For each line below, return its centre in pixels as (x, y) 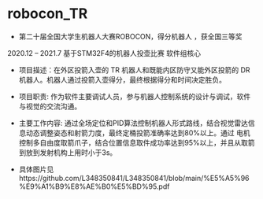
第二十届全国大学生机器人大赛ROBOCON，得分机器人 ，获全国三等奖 (130, 36)
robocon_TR (48, 14)
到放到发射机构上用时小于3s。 (68, 152)
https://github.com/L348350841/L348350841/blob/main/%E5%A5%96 (134, 178)
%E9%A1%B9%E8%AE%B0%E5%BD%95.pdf (94, 186)
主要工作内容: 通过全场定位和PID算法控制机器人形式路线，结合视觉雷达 (133, 123)
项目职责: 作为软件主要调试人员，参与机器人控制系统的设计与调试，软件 (135, 96)
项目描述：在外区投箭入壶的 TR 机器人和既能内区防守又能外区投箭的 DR (134, 70)
